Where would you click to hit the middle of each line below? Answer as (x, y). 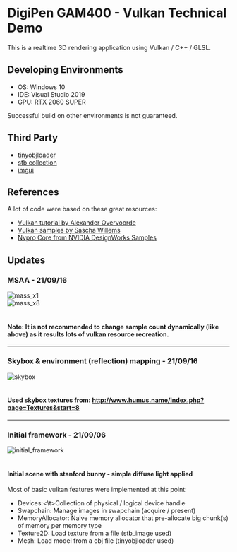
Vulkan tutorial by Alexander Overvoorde (77, 223)
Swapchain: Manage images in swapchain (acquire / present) (107, 511)
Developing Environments (65, 70)
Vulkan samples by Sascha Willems (69, 230)
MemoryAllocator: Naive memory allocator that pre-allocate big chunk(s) (123, 518)
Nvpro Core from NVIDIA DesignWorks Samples (87, 237)
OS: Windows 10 (41, 87)
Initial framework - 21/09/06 (57, 435)
